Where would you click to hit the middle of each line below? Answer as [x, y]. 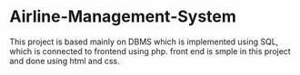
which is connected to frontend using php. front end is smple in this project [150, 51]
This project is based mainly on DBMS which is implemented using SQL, [144, 42]
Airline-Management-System [123, 17]
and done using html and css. [65, 61]
